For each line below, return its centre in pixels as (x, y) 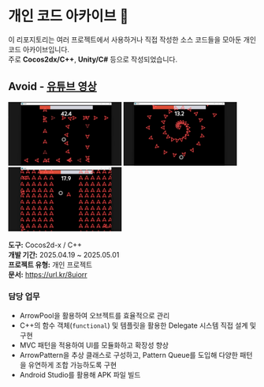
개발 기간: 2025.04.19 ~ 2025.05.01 (64, 254)
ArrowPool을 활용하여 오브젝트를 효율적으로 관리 (95, 315)
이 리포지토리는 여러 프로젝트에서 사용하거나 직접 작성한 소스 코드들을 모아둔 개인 (132, 39)
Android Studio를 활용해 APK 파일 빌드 (80, 374)
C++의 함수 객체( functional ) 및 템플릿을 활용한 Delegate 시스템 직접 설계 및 (138, 325)
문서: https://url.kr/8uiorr (48, 274)
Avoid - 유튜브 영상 (52, 86)
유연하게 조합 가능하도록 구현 (72, 365)
